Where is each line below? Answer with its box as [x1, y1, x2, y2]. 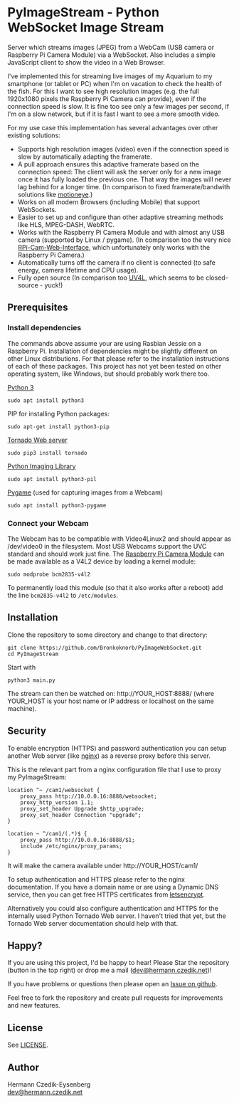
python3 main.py [7, 677, 55, 684]
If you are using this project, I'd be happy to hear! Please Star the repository [7, 959, 230, 967]
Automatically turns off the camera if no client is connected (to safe [17, 258, 216, 267]
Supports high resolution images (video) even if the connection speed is [17, 144, 230, 153]
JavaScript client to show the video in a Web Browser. [7, 58, 166, 66]
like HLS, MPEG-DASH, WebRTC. [17, 220, 115, 228]
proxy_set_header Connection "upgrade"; [20, 811, 142, 818]
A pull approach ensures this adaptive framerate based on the [17, 159, 200, 168]
